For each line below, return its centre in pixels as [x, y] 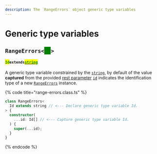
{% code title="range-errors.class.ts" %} [46, 93]
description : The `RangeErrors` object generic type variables [70, 10]
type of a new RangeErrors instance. [41, 83]
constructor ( [23, 115]
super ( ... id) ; [28, 129]
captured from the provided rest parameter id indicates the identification [78, 78]
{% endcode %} [21, 147]
